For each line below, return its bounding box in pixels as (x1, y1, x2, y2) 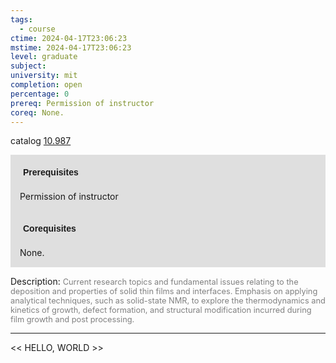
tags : (10, 14, 33, 25)
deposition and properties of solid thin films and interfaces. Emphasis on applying (10, 286, 318, 297)
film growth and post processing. (10, 314, 135, 325)
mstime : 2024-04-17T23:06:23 (10, 42, 132, 53)
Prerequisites (23, 167, 79, 178)
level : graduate (10, 52, 78, 62)
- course (19, 24, 56, 34)
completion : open (10, 80, 83, 90)
